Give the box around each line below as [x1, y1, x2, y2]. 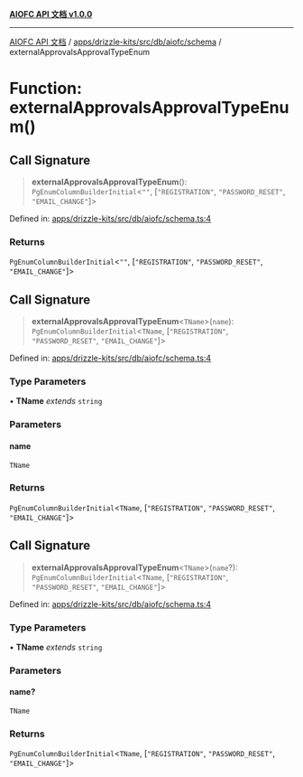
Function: [9, 79, 83, 98]
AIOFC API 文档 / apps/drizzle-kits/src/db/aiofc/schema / [9, 36, 223, 47]
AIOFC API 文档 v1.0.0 [9, 9, 93, 19]
